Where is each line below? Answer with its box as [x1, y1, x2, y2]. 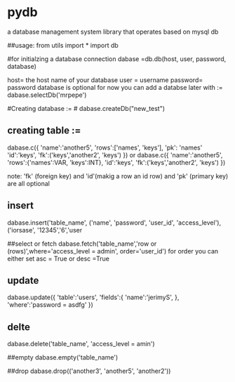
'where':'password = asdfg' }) [7, 301, 93, 309]
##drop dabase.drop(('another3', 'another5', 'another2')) [7, 367, 171, 376]
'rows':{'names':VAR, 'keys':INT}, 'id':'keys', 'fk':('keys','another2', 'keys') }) [7, 158, 226, 166]
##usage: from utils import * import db [7, 41, 119, 49]
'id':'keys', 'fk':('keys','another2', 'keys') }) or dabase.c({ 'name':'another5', [7, 150, 223, 159]
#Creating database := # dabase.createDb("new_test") [7, 104, 166, 112]
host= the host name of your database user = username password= [7, 75, 203, 84]
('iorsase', [7, 225, 36, 234]
